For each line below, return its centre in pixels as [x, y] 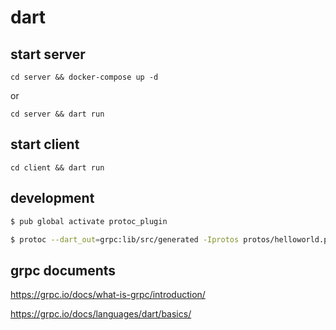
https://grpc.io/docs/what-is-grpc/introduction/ [108, 295]
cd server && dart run [57, 114]
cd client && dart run [57, 167]
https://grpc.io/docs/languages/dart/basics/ [101, 314]
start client [45, 144]
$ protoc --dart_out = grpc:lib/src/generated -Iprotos [125, 239]
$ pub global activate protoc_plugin [89, 221]
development [52, 198]
